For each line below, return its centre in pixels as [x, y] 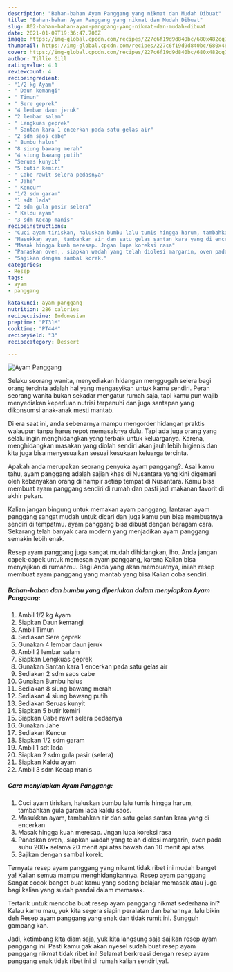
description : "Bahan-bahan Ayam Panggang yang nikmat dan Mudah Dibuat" [115, 14]
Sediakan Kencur [42, 733]
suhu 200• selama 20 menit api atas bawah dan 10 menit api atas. [112, 847]
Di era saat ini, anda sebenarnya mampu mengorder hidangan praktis [106, 424]
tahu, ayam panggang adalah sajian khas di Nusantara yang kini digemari [112, 474]
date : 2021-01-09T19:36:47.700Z [54, 33]
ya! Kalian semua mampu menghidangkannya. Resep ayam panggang [107, 875]
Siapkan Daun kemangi [50, 622]
